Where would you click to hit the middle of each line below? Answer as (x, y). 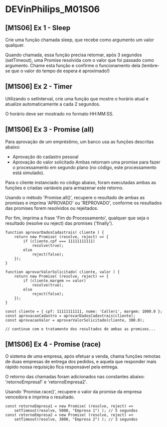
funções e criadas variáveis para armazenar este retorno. (64, 188)
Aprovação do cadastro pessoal (45, 157)
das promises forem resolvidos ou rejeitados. (52, 208)
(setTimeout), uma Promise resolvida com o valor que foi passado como (80, 60)
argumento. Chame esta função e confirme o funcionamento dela (73, 65)
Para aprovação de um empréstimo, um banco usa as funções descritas (79, 141)
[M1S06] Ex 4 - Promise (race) (53, 344)
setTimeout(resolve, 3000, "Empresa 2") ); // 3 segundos (76, 419)
